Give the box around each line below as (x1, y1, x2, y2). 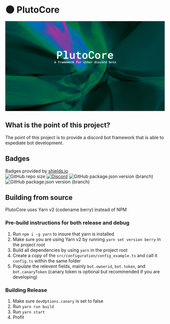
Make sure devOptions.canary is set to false (12, 298, 104, 304)
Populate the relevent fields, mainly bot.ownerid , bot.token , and (12, 263, 146, 269)
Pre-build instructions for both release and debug (5, 219, 130, 226)
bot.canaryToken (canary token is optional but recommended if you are (12, 268, 160, 274)
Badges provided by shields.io (5, 168, 68, 174)
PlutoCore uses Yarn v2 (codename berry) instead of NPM (5, 207, 127, 213)
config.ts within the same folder (12, 258, 81, 264)
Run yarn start (12, 308, 45, 315)
